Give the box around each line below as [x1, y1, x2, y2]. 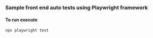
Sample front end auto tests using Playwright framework [5, 4, 148, 11]
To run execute [5, 17, 38, 23]
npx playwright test [5, 28, 49, 33]
